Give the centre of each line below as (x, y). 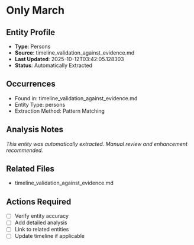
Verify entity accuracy (42, 216)
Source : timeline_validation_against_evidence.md (75, 53)
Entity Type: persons (40, 104)
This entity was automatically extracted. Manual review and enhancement (97, 144)
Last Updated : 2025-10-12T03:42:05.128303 (69, 59)
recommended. (25, 150)
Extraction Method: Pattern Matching (60, 111)
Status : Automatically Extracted (54, 65)
